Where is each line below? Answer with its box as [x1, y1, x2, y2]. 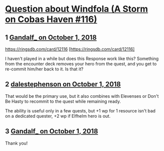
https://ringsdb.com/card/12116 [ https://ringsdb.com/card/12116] [5, 46, 135, 52]
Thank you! [5, 140, 28, 146]
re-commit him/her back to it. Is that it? [5, 66, 84, 72]
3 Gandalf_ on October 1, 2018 [5, 127, 98, 135]
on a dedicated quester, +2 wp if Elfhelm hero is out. [5, 113, 111, 119]
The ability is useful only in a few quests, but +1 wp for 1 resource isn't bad [5, 108, 156, 113]
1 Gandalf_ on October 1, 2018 [5, 33, 97, 42]
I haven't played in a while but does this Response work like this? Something [5, 56, 159, 62]
